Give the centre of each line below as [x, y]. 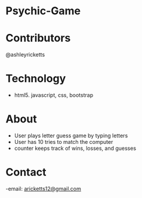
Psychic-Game [43, 11]
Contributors [38, 38]
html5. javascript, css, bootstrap [54, 95]
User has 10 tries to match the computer [64, 142]
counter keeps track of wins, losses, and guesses [75, 148]
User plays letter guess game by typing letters [71, 136]
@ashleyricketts [25, 55]
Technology [36, 79]
